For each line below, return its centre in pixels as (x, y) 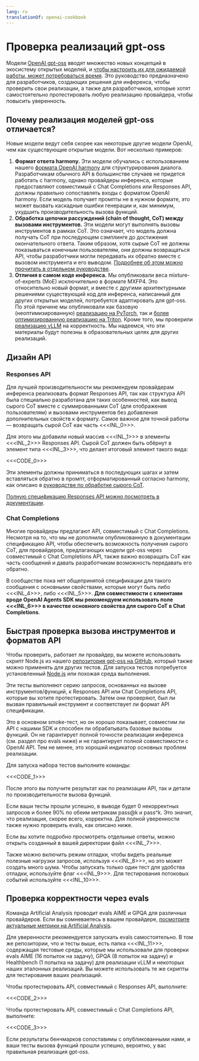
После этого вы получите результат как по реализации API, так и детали (99, 788)
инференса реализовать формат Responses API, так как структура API (96, 393)
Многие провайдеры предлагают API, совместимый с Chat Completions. (98, 531)
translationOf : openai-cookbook (46, 17)
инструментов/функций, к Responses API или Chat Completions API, (91, 692)
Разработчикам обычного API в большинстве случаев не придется (100, 174)
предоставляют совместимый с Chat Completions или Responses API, (103, 187)
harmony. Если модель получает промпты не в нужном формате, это (102, 199)
